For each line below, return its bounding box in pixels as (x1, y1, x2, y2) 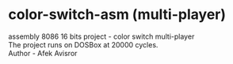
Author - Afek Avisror (8, 48, 78, 58)
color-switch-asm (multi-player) (8, 6, 227, 24)
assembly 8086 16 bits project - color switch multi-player (8, 32, 195, 41)
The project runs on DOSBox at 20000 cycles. (8, 40, 159, 49)
